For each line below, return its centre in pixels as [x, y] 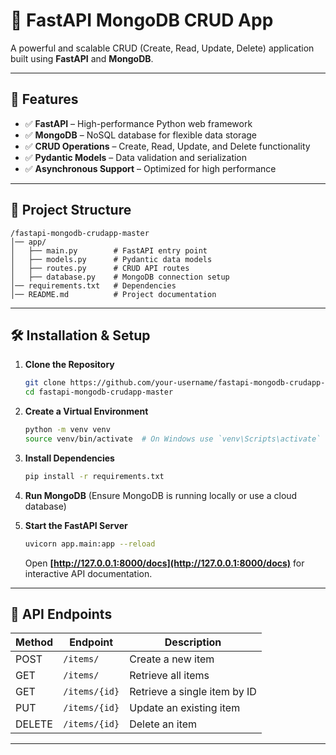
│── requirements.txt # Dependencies [93, 285]
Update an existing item [185, 708]
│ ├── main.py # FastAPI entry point [109, 250]
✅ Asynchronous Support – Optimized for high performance [150, 168]
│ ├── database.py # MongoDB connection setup [120, 277]
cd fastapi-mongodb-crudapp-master [99, 392]
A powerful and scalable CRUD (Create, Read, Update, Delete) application [162, 48]
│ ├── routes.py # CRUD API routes [100, 268]
